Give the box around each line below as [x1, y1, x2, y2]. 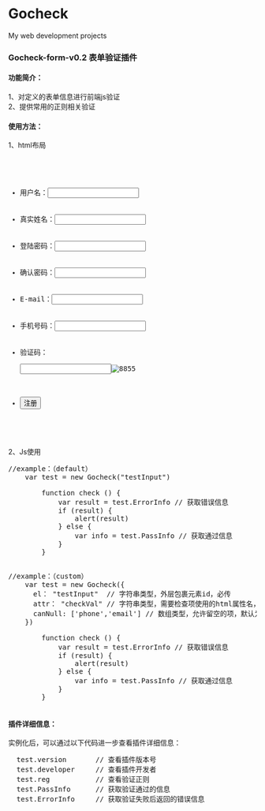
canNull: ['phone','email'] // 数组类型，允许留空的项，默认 [32, 609, 255, 619]
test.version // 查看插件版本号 [16, 755, 157, 764]
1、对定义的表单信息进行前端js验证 [8, 92, 121, 102]
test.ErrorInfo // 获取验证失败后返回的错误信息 [16, 794, 205, 804]
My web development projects [8, 31, 107, 40]
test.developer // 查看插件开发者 [16, 765, 157, 774]
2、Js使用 [8, 447, 41, 457]
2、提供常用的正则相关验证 [8, 102, 96, 111]
